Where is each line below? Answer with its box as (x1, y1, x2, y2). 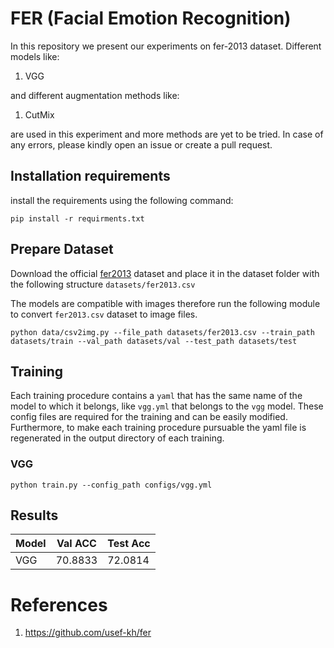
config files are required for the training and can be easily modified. (10, 411, 288, 423)
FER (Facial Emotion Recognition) (10, 7, 292, 30)
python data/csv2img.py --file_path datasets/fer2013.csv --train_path (10, 327, 315, 337)
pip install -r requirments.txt (10, 213, 145, 224)
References (10, 593, 108, 616)
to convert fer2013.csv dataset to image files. (10, 308, 198, 320)
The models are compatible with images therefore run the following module (10, 297, 321, 309)
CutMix (24, 108, 55, 121)
